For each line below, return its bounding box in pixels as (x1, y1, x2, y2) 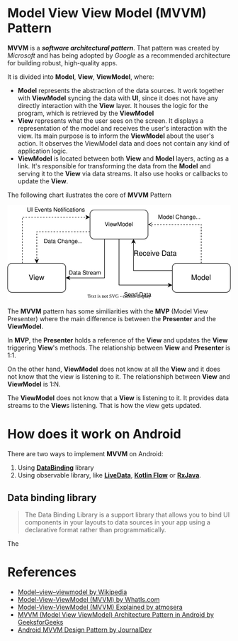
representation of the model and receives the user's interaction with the (17, 124, 227, 132)
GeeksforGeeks (17, 618, 64, 626)
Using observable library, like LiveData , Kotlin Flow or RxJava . (17, 471, 202, 480)
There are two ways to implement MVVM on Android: (7, 450, 164, 458)
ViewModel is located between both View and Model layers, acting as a (17, 154, 229, 163)
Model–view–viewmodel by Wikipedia (17, 588, 127, 596)
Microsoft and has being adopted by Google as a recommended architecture (7, 51, 231, 60)
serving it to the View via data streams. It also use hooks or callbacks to (17, 169, 228, 178)
